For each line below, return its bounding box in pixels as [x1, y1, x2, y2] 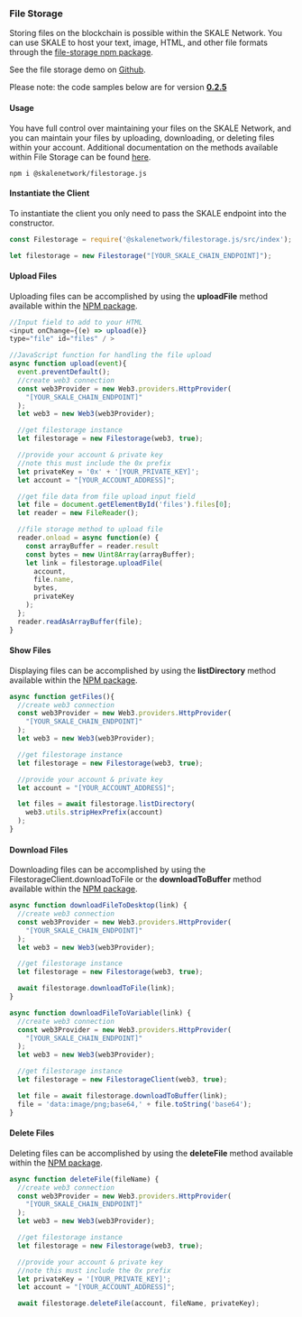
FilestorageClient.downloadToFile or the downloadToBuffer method [9, 874, 261, 885]
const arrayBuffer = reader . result [25, 541, 160, 550]
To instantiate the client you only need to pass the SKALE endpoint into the [9, 207, 287, 218]
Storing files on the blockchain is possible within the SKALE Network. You [9, 28, 282, 39]
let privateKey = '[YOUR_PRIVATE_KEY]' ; [17, 1275, 171, 1284]
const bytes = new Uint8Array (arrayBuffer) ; [25, 549, 196, 559]
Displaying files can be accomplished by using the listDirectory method [9, 665, 277, 676]
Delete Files [9, 1128, 55, 1138]
